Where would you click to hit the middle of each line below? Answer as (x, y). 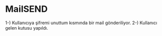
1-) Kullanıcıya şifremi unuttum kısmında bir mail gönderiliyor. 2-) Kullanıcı (81, 23)
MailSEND (26, 9)
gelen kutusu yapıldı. (27, 28)
